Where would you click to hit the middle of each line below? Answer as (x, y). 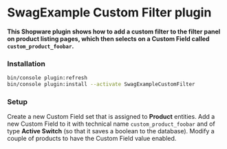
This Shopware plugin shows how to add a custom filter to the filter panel (114, 31)
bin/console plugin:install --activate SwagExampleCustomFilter (101, 84)
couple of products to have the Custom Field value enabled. (92, 139)
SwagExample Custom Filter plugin (109, 13)
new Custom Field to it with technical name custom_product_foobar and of (111, 124)
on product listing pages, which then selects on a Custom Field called (108, 38)
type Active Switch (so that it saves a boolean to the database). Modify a (111, 131)
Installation (26, 64)
